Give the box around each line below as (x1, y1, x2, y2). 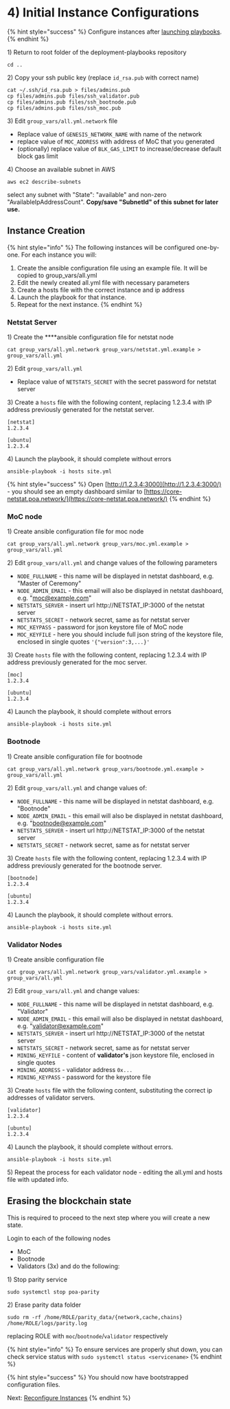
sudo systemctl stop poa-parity (7, 1288, 100, 1295)
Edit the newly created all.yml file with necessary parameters (16, 278, 190, 286)
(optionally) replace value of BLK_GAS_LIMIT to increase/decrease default (16, 144, 222, 152)
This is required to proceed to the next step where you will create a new (7, 1213, 211, 1222)
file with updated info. (7, 1175, 69, 1183)
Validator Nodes (7, 940, 62, 949)
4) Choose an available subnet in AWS (7, 165, 115, 173)
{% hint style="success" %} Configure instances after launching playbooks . (7, 27, 222, 36)
